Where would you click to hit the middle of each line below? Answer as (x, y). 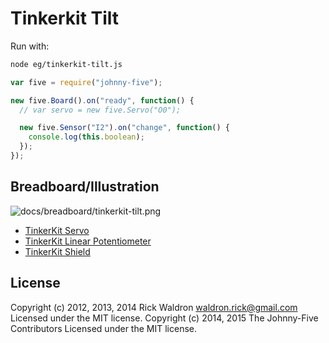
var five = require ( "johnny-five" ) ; (86, 82)
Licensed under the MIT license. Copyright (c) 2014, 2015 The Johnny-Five (164, 318)
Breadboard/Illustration (85, 187)
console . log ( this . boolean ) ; (86, 137)
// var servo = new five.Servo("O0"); (100, 110)
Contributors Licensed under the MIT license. (103, 328)
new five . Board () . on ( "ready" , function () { (102, 100)
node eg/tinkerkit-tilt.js (66, 64)
